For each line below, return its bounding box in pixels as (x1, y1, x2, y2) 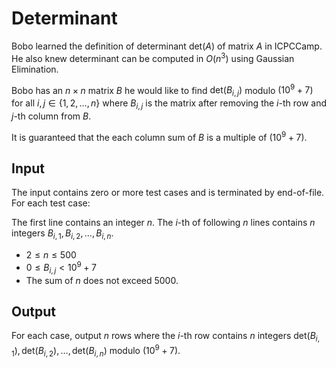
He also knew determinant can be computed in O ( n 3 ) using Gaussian (11, 50, 295, 64)
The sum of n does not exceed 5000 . (25, 274, 179, 286)
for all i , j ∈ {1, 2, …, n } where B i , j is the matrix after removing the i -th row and (11, 97, 328, 111)
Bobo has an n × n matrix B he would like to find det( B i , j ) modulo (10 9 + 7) (11, 82, 314, 99)
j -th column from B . (11, 110, 92, 122)
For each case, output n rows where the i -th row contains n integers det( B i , (11, 330, 321, 344)
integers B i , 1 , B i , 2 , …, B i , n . (11, 227, 114, 242)
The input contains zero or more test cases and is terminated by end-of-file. (11, 187, 325, 199)
